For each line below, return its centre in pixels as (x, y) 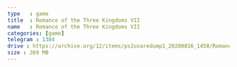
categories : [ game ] (36, 33)
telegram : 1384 (31, 40)
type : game (28, 14)
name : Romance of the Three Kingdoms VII (74, 27)
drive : (19, 46)
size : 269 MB (28, 53)
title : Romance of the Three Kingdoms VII (74, 20)
